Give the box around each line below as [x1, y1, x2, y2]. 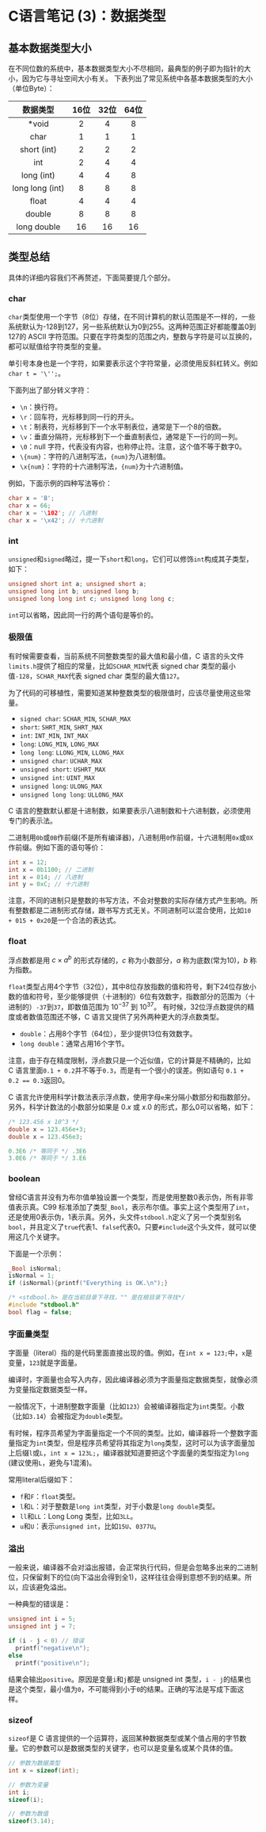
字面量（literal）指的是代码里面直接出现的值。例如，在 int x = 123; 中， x [8, 1348, 245, 1358]
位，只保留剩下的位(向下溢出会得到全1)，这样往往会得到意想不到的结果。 [8, 1573, 245, 1582]
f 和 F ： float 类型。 [19, 1492, 80, 1501]
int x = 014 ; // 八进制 [8, 873, 83, 881]
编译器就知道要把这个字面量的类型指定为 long [102, 1448, 249, 1458]
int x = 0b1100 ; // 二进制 [8, 866, 93, 874]
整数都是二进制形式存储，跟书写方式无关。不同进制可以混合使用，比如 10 [14, 905, 252, 916]
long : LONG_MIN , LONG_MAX [19, 739, 99, 748]
